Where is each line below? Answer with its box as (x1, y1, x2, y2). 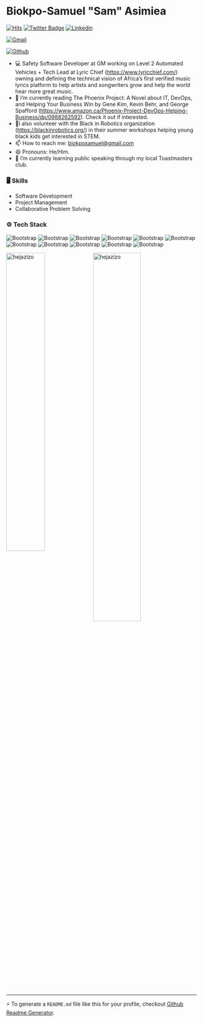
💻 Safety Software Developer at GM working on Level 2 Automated (14, 59, 183, 67)
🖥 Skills (6, 176, 28, 185)
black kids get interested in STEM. (14, 132, 101, 140)
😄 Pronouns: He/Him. (14, 148, 69, 155)
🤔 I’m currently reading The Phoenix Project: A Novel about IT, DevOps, (14, 94, 193, 101)
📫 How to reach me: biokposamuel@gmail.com (14, 139, 134, 146)
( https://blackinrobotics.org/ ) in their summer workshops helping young (14, 126, 193, 134)
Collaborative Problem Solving (14, 205, 91, 213)
